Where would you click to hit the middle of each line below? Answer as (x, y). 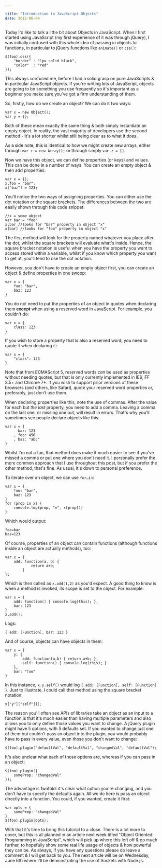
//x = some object (23, 216)
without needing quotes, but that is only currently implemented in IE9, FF (77, 377)
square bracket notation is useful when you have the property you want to (79, 248)
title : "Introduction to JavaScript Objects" (52, 14)
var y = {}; (17, 116)
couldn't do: (17, 314)
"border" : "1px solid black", (45, 61)
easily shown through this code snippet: (45, 207)
